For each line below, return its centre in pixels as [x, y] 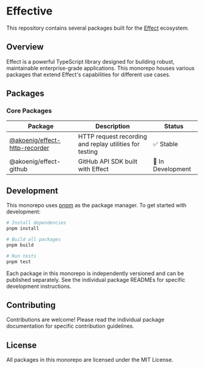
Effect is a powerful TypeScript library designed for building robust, [90, 61]
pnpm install [23, 228]
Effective [29, 11]
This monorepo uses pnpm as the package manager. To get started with [97, 205]
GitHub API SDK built [108, 162]
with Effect [93, 169]
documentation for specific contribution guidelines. [70, 326]
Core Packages [29, 111]
